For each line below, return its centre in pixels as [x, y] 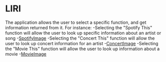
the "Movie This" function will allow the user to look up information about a [82, 49]
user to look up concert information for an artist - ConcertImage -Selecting [82, 43]
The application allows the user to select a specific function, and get [76, 22]
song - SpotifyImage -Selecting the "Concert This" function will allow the [80, 38]
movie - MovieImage [26, 54]
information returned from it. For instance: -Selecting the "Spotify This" [79, 27]
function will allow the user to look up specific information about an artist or [83, 33]
